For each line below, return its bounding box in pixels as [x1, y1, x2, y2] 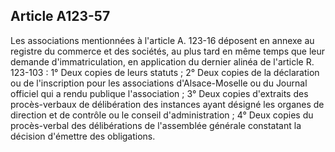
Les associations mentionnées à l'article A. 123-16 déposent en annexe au [10, 34, 315, 46]
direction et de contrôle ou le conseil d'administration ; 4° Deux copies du [10, 109, 314, 121]
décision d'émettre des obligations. [10, 130, 156, 142]
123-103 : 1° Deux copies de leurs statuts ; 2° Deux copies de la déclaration [10, 66, 320, 78]
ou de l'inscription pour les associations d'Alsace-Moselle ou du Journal [10, 77, 308, 89]
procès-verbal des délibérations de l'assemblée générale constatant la [10, 119, 302, 131]
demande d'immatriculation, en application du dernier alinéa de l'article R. [10, 55, 315, 68]
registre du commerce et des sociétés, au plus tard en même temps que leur [10, 45, 326, 57]
